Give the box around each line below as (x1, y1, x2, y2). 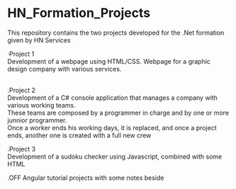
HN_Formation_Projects (7, 5, 151, 21)
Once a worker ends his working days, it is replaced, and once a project (7, 123, 218, 132)
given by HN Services (7, 35, 71, 44)
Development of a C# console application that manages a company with (7, 93, 218, 102)
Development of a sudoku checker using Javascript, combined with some (7, 152, 223, 161)
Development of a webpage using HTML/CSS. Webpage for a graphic (7, 57, 211, 65)
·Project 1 (7, 50, 35, 58)
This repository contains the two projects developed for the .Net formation (7, 28, 225, 37)
